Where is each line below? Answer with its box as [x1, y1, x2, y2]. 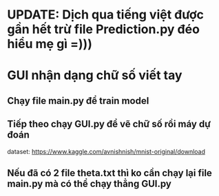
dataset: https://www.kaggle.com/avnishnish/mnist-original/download [7, 147, 205, 155]
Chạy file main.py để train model [7, 95, 149, 107]
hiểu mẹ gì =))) [7, 36, 93, 52]
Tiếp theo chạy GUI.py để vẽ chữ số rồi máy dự [7, 118, 211, 130]
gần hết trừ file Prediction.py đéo [7, 21, 200, 37]
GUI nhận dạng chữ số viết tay [7, 67, 182, 83]
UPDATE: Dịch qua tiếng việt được [7, 7, 205, 23]
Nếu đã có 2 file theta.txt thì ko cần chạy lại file [7, 167, 212, 179]
